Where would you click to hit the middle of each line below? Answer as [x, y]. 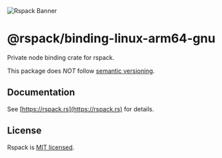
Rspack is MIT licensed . [41, 147]
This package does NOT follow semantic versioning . [81, 71]
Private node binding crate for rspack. [61, 57]
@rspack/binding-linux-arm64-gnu [111, 39]
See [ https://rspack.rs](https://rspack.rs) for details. [81, 109]
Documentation [41, 92]
